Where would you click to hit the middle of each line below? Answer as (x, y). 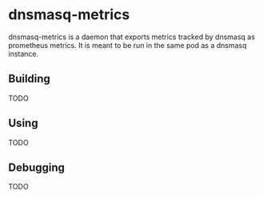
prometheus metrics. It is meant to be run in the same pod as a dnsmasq (128, 45)
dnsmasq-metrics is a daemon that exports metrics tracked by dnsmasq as (132, 37)
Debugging (37, 167)
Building (29, 79)
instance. (24, 53)
